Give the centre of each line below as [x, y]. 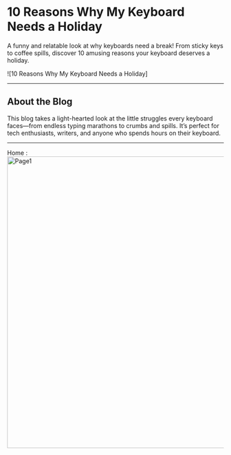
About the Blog [40, 102]
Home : [18, 153]
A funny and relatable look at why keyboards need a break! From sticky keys [115, 45]
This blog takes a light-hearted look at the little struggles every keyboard [110, 118]
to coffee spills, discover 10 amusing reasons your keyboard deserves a [109, 53]
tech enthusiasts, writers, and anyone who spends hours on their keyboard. [114, 133]
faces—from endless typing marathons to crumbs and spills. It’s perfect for [113, 125]
